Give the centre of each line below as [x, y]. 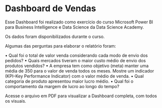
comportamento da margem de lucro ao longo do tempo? [62, 86]
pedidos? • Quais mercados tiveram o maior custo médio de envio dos [75, 60]
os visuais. [16, 101]
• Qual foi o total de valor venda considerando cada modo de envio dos [76, 55]
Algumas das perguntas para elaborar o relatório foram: [61, 46]
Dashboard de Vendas [50, 9]
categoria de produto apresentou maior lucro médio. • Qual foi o [69, 81]
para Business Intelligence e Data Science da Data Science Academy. [74, 27]
